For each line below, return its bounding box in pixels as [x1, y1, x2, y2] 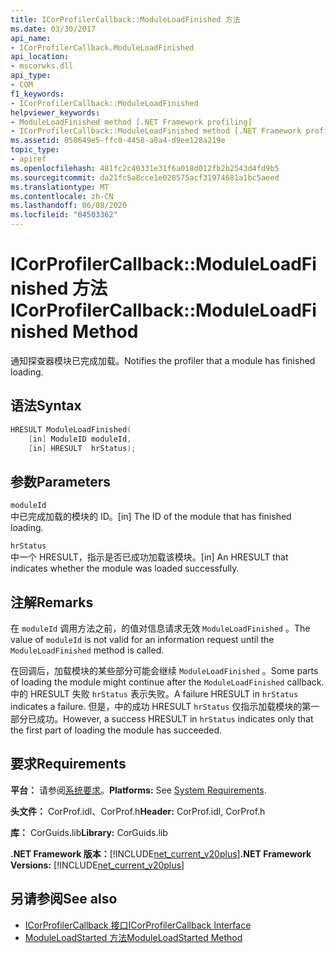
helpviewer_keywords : [10, 107, 101, 118]
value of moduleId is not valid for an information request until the [10, 634, 275, 645]
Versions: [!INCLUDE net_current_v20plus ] [10, 859, 185, 871]
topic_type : [10, 145, 60, 155]
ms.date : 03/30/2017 [10, 24, 97, 34]
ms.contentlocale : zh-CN [10, 191, 114, 201]
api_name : [10, 33, 52, 43]
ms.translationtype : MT [10, 182, 110, 192]
